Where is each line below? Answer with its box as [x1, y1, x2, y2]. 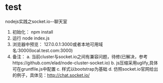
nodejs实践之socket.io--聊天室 [5, 18, 68, 24]
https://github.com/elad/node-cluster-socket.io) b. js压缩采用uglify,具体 [12, 60, 158, 66]
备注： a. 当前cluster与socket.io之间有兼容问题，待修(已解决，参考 [12, 53, 148, 59]
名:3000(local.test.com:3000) [12, 47, 73, 53]
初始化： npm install [12, 29, 53, 35]
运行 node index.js [12, 35, 50, 41]
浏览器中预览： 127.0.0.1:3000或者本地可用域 [12, 41, 103, 47]
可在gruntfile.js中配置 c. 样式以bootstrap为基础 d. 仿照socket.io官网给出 [12, 66, 158, 72]
